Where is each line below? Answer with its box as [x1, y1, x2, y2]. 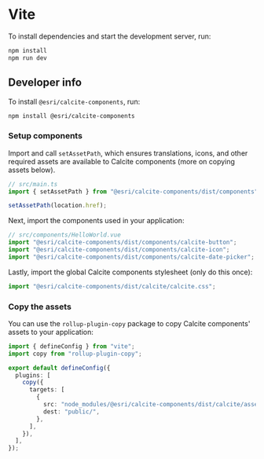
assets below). [8, 165, 56, 174]
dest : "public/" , [42, 407, 101, 416]
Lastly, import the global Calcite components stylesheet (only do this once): [8, 267, 253, 277]
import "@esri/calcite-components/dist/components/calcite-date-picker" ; [8, 253, 255, 261]
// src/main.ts [8, 180, 58, 188]
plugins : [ [15, 371, 51, 379]
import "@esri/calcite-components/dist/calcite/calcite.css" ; [8, 282, 216, 290]
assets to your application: [8, 327, 94, 336]
